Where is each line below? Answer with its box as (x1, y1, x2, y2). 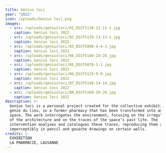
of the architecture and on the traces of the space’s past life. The (9, 117, 158, 122)
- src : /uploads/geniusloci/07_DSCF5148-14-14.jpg (9, 80, 116, 85)
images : (5, 21, 21, 26)
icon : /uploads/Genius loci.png (5, 16, 72, 21)
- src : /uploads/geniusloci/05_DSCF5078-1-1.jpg (9, 62, 112, 67)
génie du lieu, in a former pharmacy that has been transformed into (9, 108, 156, 114)
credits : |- (5, 131, 30, 136)
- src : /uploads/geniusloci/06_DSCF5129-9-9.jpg (9, 72, 112, 76)
